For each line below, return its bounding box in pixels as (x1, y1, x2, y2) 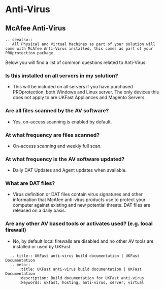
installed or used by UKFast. (12, 243, 72, 249)
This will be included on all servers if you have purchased (12, 84, 133, 90)
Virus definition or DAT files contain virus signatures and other (12, 191, 143, 198)
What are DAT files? (5, 180, 55, 187)
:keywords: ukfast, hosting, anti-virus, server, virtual (18, 280, 144, 285)
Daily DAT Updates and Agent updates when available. (12, 167, 127, 173)
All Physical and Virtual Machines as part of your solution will (12, 42, 156, 47)
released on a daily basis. (12, 207, 66, 214)
